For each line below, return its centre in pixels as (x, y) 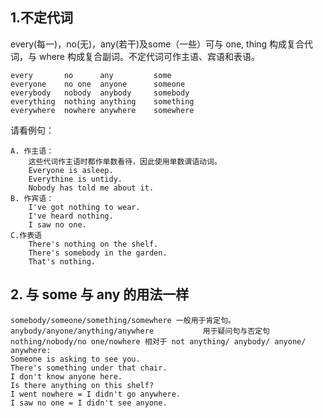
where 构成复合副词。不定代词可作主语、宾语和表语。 (149, 56)
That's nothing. (62, 261)
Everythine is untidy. (75, 179)
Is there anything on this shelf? (82, 385)
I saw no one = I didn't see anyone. (89, 403)
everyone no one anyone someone (98, 84)
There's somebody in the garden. (98, 253)
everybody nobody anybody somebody (100, 93)
